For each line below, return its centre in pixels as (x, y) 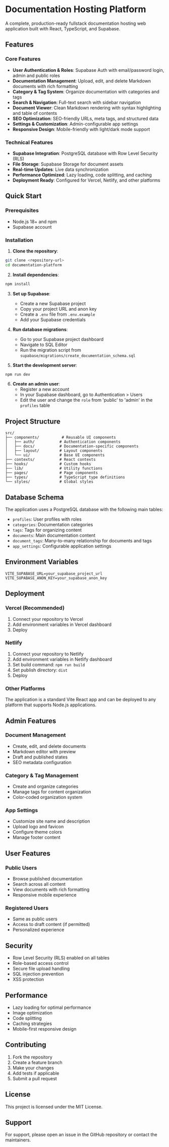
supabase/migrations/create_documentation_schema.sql (78, 356)
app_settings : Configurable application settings (62, 546)
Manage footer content (36, 837)
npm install (18, 284)
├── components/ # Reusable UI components (61, 438)
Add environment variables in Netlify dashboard (62, 659)
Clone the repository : (35, 251)
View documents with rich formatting (51, 889)
